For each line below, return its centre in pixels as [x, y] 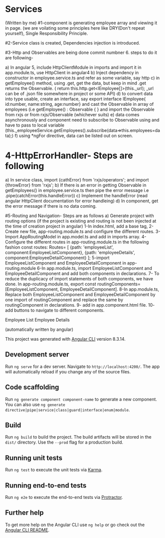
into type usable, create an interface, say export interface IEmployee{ [76, 99]
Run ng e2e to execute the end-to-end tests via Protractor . [64, 497]
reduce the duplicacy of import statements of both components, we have [79, 278]
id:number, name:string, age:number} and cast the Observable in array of [80, 104]
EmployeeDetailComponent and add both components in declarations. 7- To [82, 273]
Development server [37, 355]
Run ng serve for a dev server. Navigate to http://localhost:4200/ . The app [82, 366]
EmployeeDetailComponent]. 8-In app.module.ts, [109, 289]
